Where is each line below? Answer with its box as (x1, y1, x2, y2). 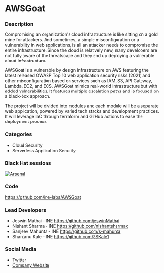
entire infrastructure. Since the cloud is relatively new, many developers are (5, 47, 158, 53)
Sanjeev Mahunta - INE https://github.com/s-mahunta (12, 228, 121, 234)
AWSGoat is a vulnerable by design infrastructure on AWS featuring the (5, 67, 149, 73)
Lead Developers (5, 207, 47, 213)
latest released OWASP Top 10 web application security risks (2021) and (5, 72, 151, 79)
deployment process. (5, 119, 48, 124)
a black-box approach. (5, 93, 51, 99)
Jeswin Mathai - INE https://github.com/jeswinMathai (12, 217, 120, 224)
